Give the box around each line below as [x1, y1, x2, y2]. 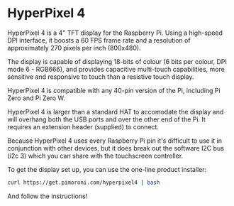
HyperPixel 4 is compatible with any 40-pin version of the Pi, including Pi [7, 86, 221, 94]
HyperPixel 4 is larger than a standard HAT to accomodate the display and [7, 107, 224, 116]
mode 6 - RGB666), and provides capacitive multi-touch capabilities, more [7, 65, 225, 73]
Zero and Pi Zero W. [7, 94, 66, 102]
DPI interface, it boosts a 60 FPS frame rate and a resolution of [7, 36, 191, 44]
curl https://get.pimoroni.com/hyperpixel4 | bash [7, 179, 160, 186]
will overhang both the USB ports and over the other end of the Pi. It [7, 115, 206, 124]
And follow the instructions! [7, 192, 88, 200]
